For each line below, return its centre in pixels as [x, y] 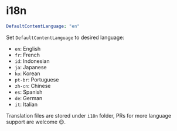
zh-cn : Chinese [33, 86]
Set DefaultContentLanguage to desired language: [65, 37]
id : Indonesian [32, 61]
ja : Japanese [30, 67]
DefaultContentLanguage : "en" [43, 26]
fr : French [27, 55]
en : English [28, 48]
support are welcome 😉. [36, 122]
